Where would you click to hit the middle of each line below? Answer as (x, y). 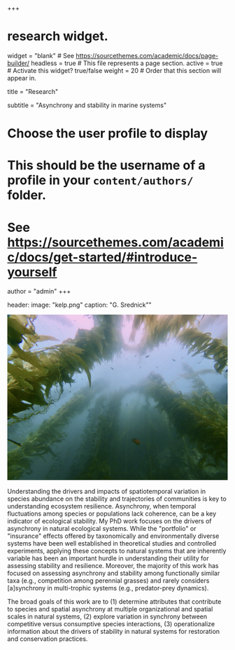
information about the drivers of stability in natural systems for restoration (114, 632)
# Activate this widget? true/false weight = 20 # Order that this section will (114, 70)
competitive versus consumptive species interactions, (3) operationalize (111, 624)
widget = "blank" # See (41, 55)
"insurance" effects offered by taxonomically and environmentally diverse (113, 536)
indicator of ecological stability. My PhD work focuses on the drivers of (109, 521)
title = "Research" (33, 91)
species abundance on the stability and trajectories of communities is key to (117, 499)
